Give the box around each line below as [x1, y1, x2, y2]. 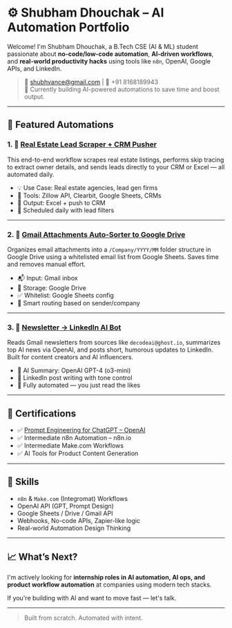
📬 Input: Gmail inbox [17, 274, 78, 282]
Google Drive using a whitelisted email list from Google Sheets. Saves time [7, 252, 219, 260]
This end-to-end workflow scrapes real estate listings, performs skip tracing [7, 155, 224, 164]
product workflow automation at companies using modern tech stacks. [7, 580, 212, 589]
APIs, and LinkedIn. [7, 64, 62, 73]
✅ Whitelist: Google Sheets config [17, 291, 114, 299]
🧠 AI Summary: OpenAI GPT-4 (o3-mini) [17, 366, 131, 374]
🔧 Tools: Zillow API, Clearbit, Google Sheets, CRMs [17, 191, 162, 200]
